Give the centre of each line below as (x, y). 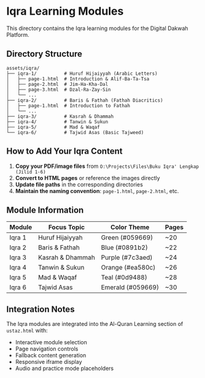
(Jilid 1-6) (30, 172)
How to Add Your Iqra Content (64, 151)
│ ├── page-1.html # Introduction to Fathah (68, 105)
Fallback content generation (51, 355)
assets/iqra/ (23, 68)
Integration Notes (41, 309)
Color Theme (130, 227)
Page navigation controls (47, 349)
